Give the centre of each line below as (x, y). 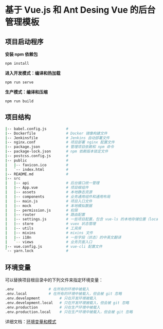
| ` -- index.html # (37, 169)
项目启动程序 (24, 42)
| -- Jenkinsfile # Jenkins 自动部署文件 (57, 138)
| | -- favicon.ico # (37, 165)
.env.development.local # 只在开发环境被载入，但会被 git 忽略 (67, 303)
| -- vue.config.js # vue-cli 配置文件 (54, 246)
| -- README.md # (37, 174)
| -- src (13, 179)
